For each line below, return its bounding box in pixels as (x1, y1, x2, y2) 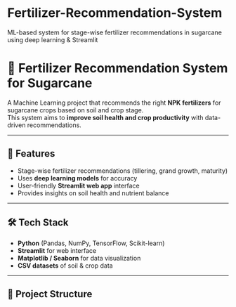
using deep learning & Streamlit (7, 35, 98, 44)
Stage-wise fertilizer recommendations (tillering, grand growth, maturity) (17, 166, 228, 175)
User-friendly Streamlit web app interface (17, 181, 140, 190)
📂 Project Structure (7, 288, 93, 300)
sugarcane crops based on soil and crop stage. (7, 105, 144, 114)
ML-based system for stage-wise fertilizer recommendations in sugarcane (7, 28, 223, 37)
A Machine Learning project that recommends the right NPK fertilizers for (7, 98, 221, 107)
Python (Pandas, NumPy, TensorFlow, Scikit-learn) (17, 239, 165, 247)
